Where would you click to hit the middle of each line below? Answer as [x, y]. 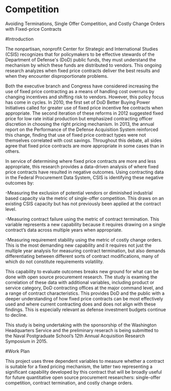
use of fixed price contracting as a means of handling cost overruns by [80, 91]
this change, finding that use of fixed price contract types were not [76, 135]
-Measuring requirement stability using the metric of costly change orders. [84, 240]
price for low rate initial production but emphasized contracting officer [79, 118]
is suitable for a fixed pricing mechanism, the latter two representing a [79, 366]
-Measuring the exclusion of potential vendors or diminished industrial [79, 192]
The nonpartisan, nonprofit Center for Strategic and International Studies [82, 49]
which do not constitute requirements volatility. [55, 262]
